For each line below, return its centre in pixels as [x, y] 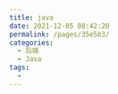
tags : [19, 68]
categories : [31, 43]
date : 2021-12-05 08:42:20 [59, 26]
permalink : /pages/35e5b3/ [59, 34]
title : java [31, 17]
